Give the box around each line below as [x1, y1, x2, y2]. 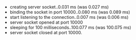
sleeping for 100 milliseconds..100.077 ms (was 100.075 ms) [9, 25, 132, 30]
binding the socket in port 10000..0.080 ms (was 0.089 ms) [9, 9, 131, 15]
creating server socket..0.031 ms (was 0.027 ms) [9, 4, 109, 10]
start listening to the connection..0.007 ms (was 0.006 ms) [9, 14, 129, 20]
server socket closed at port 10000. [9, 30, 82, 35]
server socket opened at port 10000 [9, 19, 83, 25]
